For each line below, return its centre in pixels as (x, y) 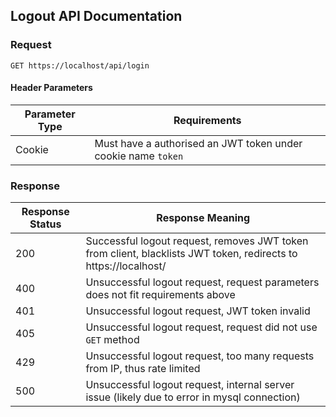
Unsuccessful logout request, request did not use (201, 327)
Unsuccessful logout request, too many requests (200, 356)
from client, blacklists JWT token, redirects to (191, 254)
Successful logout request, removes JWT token (197, 241)
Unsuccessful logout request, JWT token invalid (198, 311)
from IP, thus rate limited (143, 369)
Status (45, 224)
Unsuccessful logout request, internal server (190, 385)
